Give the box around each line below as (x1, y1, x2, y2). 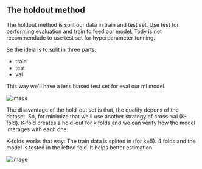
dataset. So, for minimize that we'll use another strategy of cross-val (6, 112, 178, 120)
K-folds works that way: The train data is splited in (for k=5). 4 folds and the (6, 137, 196, 145)
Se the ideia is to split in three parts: (6, 46, 96, 53)
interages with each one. (6, 125, 69, 133)
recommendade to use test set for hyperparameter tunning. (6, 34, 155, 41)
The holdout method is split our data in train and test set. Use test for (6, 21, 179, 28)
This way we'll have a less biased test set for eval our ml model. (6, 82, 166, 90)
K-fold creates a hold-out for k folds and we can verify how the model (21, 119, 196, 126)
